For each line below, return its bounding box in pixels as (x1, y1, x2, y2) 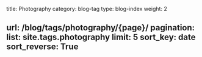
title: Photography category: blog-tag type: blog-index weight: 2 (6, 5, 168, 12)
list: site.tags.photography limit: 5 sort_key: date (6, 32, 197, 42)
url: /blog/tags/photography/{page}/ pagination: (6, 22, 195, 33)
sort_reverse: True (6, 42, 79, 52)
